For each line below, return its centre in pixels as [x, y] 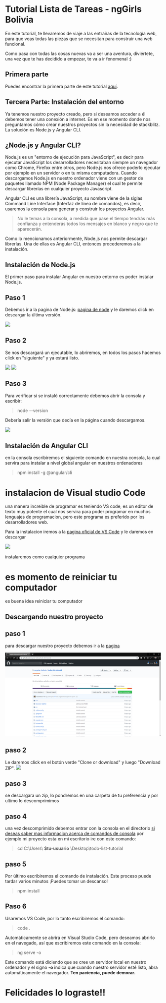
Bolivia [19, 20]
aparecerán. [30, 229]
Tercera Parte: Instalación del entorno [65, 102]
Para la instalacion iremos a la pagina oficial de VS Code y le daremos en [79, 532]
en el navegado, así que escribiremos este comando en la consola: [73, 943]
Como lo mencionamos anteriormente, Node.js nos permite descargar [76, 238]
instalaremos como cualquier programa [45, 557]
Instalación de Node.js [40, 265]
